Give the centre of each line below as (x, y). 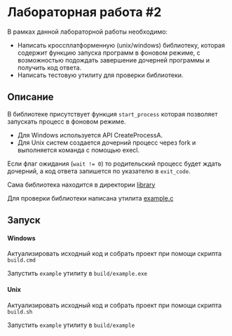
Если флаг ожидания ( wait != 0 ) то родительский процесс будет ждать (115, 163)
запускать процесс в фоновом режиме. (67, 121)
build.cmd (22, 260)
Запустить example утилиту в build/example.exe (77, 274)
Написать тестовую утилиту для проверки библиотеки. (100, 75)
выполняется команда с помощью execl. (79, 150)
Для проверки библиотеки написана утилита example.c (90, 198)
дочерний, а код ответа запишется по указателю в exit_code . (99, 171)
